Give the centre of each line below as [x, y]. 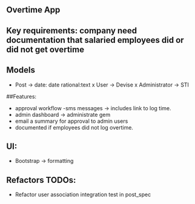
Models [21, 70]
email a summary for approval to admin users [71, 121]
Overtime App [33, 10]
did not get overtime [45, 49]
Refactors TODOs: [41, 180]
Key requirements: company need [72, 31]
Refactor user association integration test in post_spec [83, 195]
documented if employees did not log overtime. [74, 127]
